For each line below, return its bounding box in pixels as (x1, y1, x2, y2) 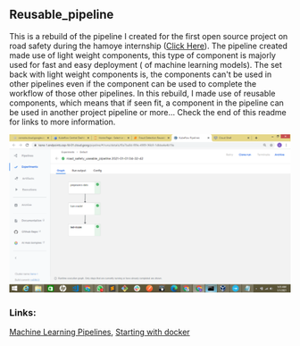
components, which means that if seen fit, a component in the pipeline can (9, 97, 284, 108)
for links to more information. (9, 116, 116, 127)
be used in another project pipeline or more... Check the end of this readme (9, 106, 287, 117)
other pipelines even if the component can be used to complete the (9, 78, 257, 89)
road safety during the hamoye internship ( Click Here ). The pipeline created (9, 40, 288, 51)
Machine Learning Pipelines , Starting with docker (9, 326, 190, 338)
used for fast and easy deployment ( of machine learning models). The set (9, 59, 283, 70)
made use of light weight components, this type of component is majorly (9, 49, 277, 61)
